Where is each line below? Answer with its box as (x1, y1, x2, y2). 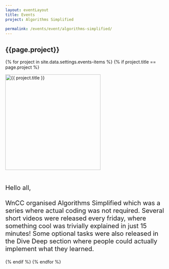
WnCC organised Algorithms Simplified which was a (5, 199, 161, 207)
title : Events (5, 12, 36, 17)
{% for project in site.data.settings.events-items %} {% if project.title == (5, 59, 156, 65)
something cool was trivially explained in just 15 (5, 222, 147, 230)
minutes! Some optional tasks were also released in (5, 229, 159, 237)
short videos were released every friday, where (5, 214, 146, 222)
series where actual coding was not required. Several (5, 206, 164, 214)
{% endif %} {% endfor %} (5, 258, 61, 265)
